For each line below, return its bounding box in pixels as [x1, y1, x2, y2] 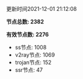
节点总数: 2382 [6, 18, 44, 25]
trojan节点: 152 [14, 59, 52, 66]
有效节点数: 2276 [6, 31, 49, 38]
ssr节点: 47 [14, 66, 43, 74]
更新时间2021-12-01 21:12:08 [6, 5, 77, 12]
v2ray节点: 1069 [14, 51, 55, 58]
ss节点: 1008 [14, 44, 47, 51]
